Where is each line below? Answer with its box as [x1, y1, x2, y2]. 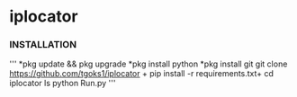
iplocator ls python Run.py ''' [9, 78, 116, 89]
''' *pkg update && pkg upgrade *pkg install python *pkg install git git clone [9, 58, 288, 69]
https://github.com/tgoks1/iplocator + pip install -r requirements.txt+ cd [9, 68, 274, 79]
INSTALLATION [9, 39, 77, 51]
